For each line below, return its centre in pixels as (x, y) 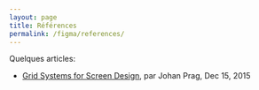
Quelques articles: (43, 59)
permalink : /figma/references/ (67, 34)
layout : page (33, 17)
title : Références (43, 26)
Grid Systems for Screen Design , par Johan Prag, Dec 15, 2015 (136, 76)
